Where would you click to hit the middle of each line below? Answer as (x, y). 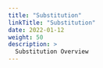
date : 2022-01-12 (36, 30)
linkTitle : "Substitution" (52, 23)
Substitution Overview (52, 52)
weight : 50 (26, 37)
